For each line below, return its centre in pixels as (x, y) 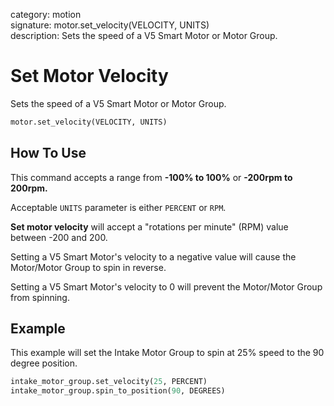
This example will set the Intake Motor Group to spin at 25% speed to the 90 (167, 353)
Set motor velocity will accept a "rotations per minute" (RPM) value (149, 226)
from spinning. (40, 297)
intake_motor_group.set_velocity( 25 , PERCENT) (109, 382)
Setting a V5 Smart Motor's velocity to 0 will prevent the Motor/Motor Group (166, 286)
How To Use (48, 153)
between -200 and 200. (59, 237)
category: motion (46, 14)
